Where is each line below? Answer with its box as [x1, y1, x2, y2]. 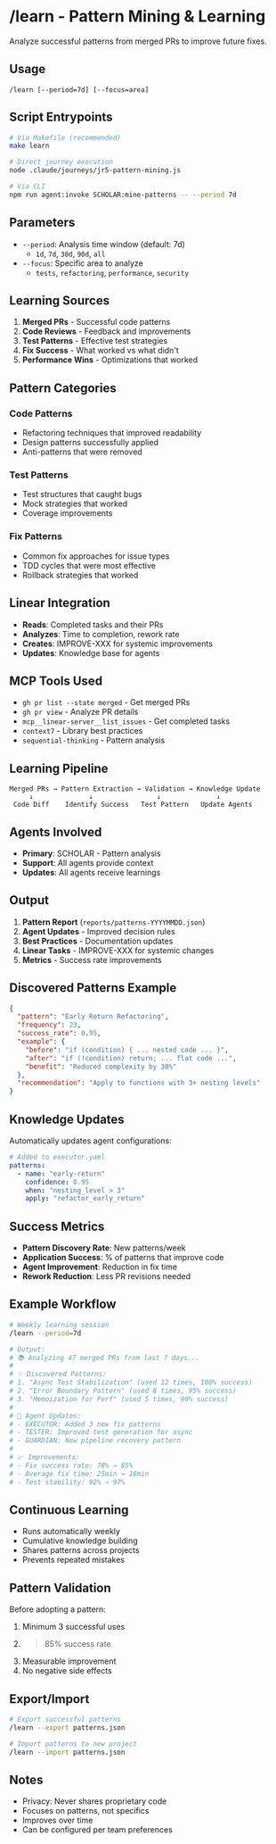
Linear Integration [9, 595, 111, 611]
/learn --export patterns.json [9, 1723, 126, 1732]
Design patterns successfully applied [21, 437, 158, 448]
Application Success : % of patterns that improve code [21, 1252, 224, 1263]
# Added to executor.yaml [9, 1153, 105, 1162]
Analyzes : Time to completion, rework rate [21, 628, 180, 639]
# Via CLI [9, 182, 46, 191]
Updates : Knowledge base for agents [21, 647, 160, 658]
